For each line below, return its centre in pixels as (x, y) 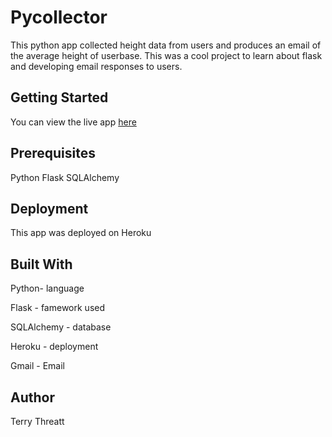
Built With (41, 264)
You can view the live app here (73, 122)
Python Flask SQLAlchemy (65, 177)
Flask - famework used (58, 308)
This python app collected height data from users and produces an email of (166, 45)
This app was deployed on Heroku (81, 233)
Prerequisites (53, 153)
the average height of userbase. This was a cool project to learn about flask (166, 55)
